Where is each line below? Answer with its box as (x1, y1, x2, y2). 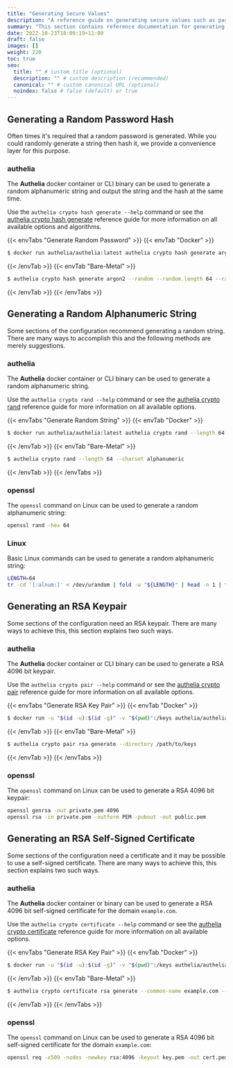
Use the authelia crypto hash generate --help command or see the (7, 208, 204, 216)
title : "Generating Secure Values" (7, 10, 110, 17)
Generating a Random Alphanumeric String (7, 308, 197, 320)
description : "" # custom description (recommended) (13, 74, 169, 82)
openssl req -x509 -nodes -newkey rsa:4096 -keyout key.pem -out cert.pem (7, 1054, 228, 1061)
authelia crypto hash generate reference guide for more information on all (7, 215, 218, 224)
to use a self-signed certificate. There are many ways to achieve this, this (7, 858, 217, 867)
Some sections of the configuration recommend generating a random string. (7, 326, 225, 335)
